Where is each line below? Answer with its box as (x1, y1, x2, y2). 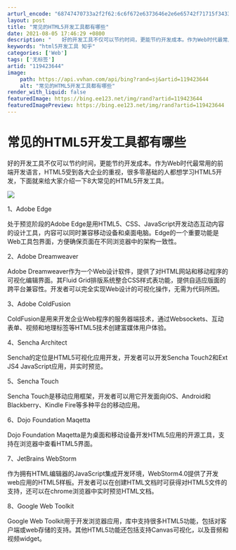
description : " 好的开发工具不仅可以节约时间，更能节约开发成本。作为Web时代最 (7, 37, 223, 44)
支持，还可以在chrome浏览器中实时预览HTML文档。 (7, 487, 158, 495)
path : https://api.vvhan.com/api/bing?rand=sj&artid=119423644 (20, 75, 209, 83)
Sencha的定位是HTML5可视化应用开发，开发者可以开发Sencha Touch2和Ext (7, 353, 228, 362)
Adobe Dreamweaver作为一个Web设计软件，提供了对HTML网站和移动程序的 (7, 267, 228, 275)
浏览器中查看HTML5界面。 (19, 439, 97, 447)
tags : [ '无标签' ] (7, 56, 55, 63)
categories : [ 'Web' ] (7, 50, 68, 57)
